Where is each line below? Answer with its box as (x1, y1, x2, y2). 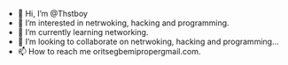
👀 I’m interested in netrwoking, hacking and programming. (17, 18, 230, 28)
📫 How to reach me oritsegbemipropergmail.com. (17, 47, 201, 56)
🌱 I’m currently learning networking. (17, 27, 149, 37)
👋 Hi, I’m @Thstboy (17, 9, 89, 18)
